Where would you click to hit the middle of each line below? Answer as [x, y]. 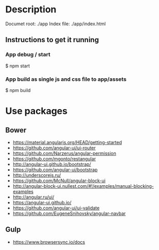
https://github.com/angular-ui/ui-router [54, 148]
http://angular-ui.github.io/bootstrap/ [52, 164]
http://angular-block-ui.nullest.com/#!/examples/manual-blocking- [83, 186]
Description [31, 10]
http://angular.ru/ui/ [33, 197]
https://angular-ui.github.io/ [42, 202]
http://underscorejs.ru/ [37, 175]
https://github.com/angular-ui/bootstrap [55, 169]
